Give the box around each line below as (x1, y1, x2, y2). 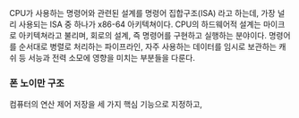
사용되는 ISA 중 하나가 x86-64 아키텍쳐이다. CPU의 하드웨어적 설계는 (18, 19, 261, 29)
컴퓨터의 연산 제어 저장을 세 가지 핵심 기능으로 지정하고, (9, 99, 203, 110)
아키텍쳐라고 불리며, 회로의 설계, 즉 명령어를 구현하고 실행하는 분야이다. (18, 30, 267, 40)
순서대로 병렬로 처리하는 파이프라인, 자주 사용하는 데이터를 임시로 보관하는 (18, 41, 278, 52)
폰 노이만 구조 (9, 77, 65, 89)
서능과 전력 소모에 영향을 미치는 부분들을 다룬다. (28, 53, 195, 63)
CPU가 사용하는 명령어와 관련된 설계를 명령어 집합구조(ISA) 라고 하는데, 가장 (9, 8, 276, 18)
